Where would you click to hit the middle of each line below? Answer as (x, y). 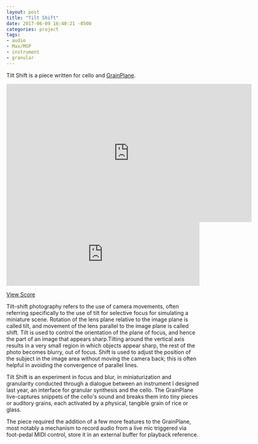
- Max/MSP (19, 47)
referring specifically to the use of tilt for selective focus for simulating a (97, 313)
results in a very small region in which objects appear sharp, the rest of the (101, 345)
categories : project (33, 29)
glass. (14, 410)
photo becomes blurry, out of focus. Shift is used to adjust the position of (99, 352)
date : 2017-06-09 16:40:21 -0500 (49, 23)
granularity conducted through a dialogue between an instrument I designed (103, 383)
